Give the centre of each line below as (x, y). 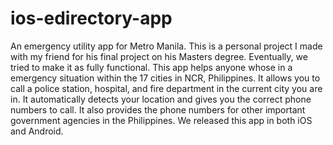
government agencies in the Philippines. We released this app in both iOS (161, 120)
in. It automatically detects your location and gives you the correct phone (161, 99)
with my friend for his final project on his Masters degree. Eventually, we (159, 56)
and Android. (37, 131)
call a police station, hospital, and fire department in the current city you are (166, 88)
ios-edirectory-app (91, 18)
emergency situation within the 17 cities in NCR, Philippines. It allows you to (165, 78)
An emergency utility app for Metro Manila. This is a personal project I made (166, 46)
